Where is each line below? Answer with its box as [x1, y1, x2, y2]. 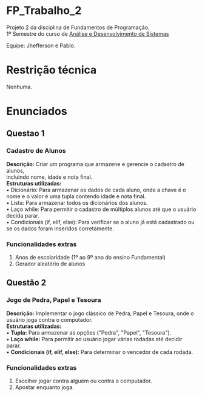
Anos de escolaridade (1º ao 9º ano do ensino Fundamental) [15, 254, 166, 261]
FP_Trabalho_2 [6, 4, 82, 18]
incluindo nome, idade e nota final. [6, 173, 93, 181]
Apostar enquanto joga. [15, 384, 74, 391]
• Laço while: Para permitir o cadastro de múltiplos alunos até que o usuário [6, 205, 197, 213]
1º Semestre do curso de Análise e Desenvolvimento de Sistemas [6, 30, 169, 37]
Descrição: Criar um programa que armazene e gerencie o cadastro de [6, 160, 185, 167]
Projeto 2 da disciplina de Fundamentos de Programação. [6, 24, 150, 31]
